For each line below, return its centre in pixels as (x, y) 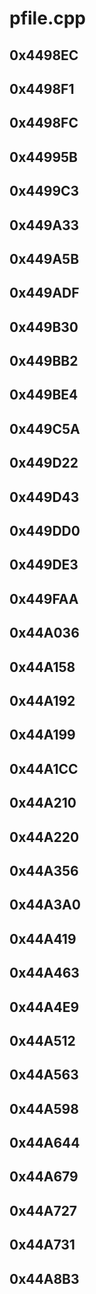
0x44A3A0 (45, 905)
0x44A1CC (44, 768)
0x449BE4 (44, 395)
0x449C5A (45, 428)
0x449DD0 (45, 531)
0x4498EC (44, 55)
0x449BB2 (44, 361)
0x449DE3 (44, 565)
